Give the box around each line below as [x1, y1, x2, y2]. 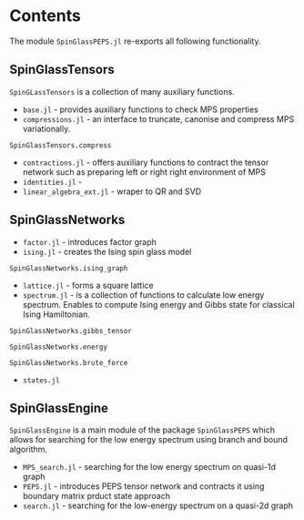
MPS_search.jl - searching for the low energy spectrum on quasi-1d [22, 462, 276, 473]
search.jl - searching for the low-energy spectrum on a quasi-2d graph [22, 500, 294, 511]
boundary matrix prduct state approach [22, 491, 171, 502]
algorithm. [9, 444, 48, 455]
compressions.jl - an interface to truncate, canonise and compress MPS [22, 113, 295, 124]
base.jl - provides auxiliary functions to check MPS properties [22, 104, 259, 115]
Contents [9, 5, 82, 26]
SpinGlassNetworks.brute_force [9, 358, 128, 367]
